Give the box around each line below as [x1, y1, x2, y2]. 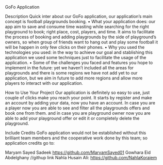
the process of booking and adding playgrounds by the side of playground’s [5, 34, 157, 40]
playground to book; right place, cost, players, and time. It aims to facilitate [5, 29, 154, 34]
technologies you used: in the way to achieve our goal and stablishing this [5, 49, 153, 55]
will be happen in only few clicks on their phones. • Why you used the [5, 45, 145, 50]
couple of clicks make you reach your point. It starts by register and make [5, 95, 152, 101]
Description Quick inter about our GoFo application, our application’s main [5, 14, 153, 19]
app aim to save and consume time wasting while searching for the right [5, 24, 149, 30]
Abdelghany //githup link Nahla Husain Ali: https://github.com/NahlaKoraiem [5, 155, 157, 160]
